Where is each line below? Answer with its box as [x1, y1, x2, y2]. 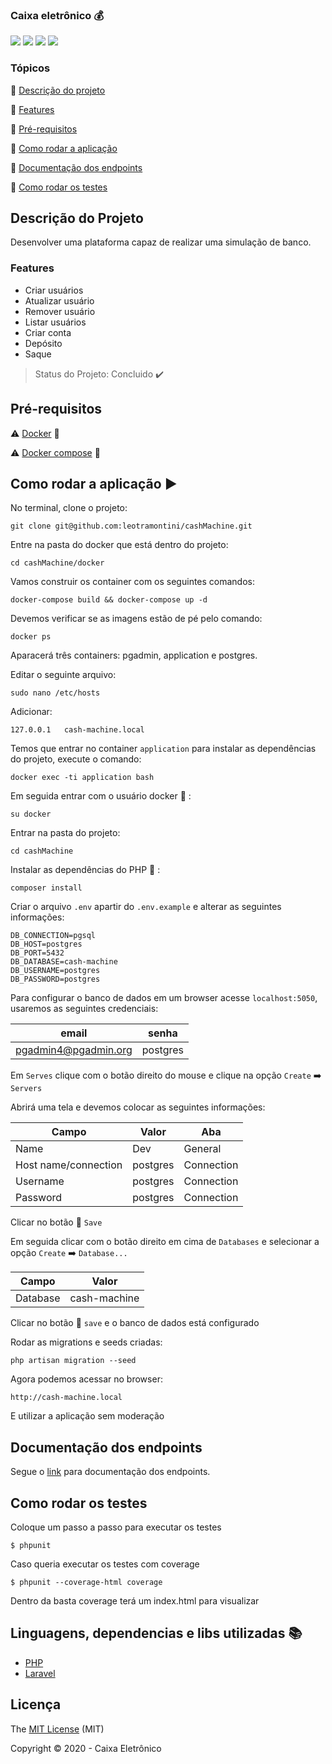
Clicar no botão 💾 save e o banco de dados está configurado [10, 1317, 260, 1329]
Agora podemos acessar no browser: [10, 1373, 163, 1385]
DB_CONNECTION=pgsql [10, 931, 97, 941]
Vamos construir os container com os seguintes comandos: [10, 576, 256, 588]
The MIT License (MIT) [10, 1723, 105, 1735]
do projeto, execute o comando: [10, 753, 142, 765]
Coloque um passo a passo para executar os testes [10, 1521, 222, 1533]
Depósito [24, 337, 63, 349]
